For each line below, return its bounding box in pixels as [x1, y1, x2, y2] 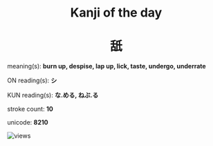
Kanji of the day [70, 5, 163, 21]
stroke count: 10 [7, 105, 53, 113]
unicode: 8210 [7, 118, 48, 127]
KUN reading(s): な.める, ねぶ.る [7, 91, 99, 100]
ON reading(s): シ [7, 76, 57, 84]
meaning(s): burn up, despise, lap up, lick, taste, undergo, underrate [7, 62, 206, 71]
